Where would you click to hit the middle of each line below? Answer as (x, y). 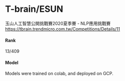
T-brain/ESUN (34, 9)
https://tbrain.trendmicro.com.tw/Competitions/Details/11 (63, 29)
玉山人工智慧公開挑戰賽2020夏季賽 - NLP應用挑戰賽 (58, 23)
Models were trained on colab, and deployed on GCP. (59, 74)
